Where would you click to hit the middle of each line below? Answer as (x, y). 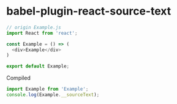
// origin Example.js (34, 27)
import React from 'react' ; (42, 33)
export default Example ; (38, 66)
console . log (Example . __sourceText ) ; (53, 95)
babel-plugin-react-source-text (89, 11)
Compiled (18, 78)
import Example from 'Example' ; (47, 89)
